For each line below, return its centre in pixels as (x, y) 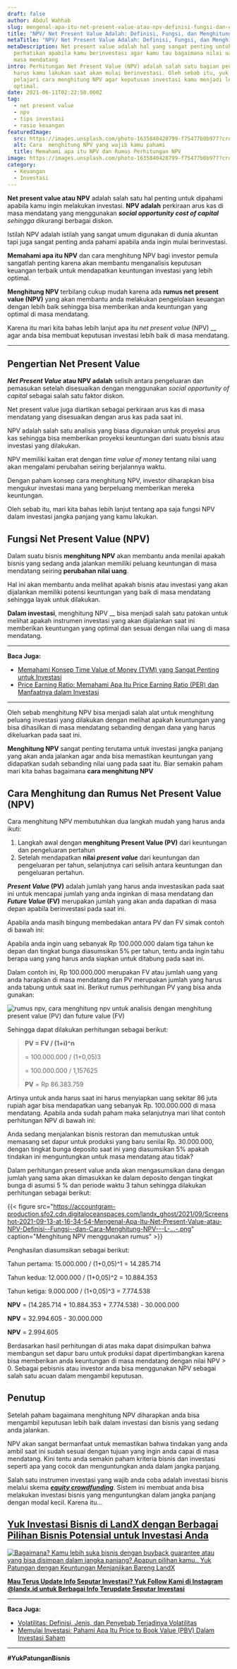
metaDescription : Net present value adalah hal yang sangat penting (110, 47)
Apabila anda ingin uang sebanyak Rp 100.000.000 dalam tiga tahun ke (110, 944)
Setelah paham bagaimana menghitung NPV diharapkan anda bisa (103, 1415)
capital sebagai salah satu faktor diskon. (66, 396)
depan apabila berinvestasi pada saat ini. (67, 908)
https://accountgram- (84, 1206)
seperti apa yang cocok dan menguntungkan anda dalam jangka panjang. (114, 1466)
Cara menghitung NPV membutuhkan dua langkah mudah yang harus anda (116, 821)
